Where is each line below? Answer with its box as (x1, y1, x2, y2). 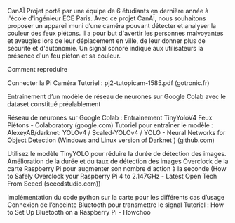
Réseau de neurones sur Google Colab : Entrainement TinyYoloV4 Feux (7, 113, 213, 122)
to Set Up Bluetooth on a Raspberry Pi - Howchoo (7, 208, 151, 216)
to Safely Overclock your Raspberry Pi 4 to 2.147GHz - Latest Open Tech (7, 172, 217, 180)
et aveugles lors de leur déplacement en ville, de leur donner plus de (7, 37, 206, 45)
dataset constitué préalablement (7, 100, 101, 108)
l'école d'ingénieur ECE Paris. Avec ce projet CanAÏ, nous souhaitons (7, 14, 206, 23)
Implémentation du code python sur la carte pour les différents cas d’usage (7, 193, 225, 201)
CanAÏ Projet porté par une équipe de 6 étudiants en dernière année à (7, 7, 209, 15)
